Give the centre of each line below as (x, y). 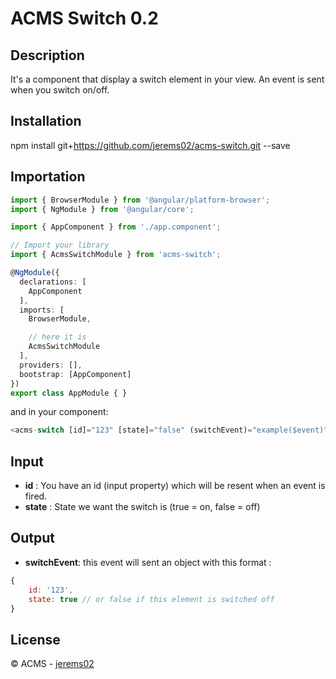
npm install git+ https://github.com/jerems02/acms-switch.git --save (150, 145)
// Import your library (60, 245)
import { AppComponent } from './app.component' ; (116, 227)
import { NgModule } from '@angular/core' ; (102, 209)
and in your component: (59, 412)
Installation (46, 121)
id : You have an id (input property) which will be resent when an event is (175, 486)
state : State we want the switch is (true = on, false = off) (142, 507)
